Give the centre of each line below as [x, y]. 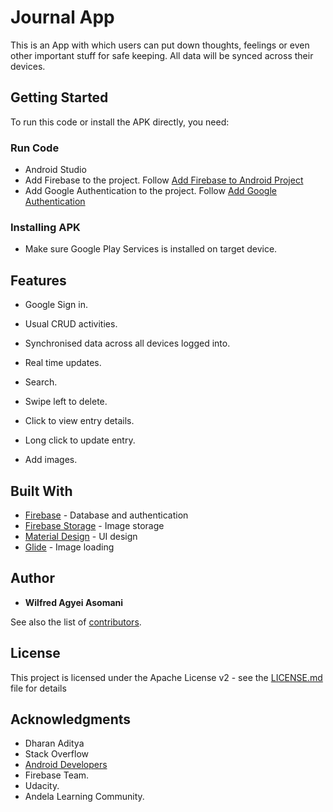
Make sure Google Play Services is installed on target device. [151, 249]
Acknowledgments [71, 719]
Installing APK [45, 227]
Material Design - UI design [81, 536]
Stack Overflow [57, 754]
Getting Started [59, 97]
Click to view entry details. [79, 421]
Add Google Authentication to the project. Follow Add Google [151, 191]
